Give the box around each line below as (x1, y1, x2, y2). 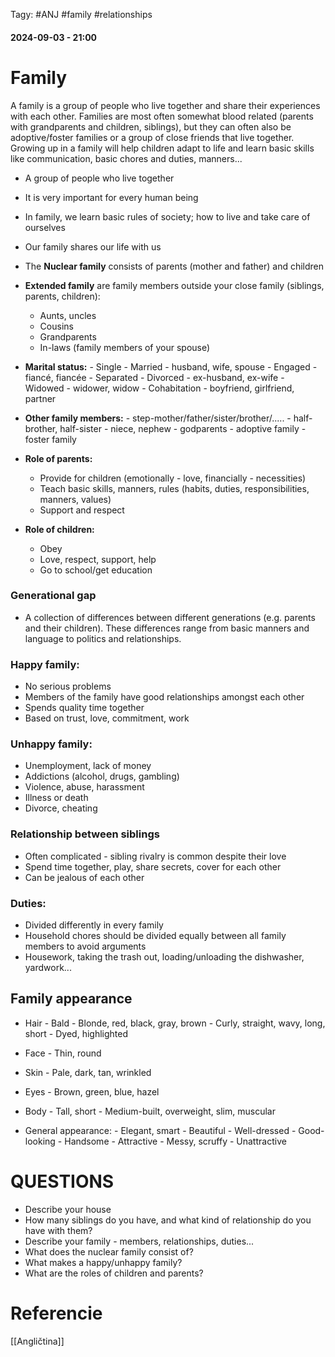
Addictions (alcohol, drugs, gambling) (24, 770, 180, 783)
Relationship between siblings (10, 827, 160, 841)
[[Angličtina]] (10, 1335, 65, 1347)
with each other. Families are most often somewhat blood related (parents (10, 110, 314, 122)
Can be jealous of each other (24, 871, 145, 883)
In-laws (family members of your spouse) (39, 341, 211, 353)
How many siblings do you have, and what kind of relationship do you (24, 1214, 312, 1226)
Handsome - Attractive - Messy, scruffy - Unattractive (64, 1135, 287, 1147)
